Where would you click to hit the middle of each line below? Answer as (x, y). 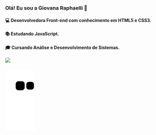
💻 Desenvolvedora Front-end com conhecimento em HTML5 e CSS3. (78, 20)
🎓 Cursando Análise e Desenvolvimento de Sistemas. (63, 47)
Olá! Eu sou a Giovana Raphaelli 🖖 (46, 8)
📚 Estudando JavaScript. (32, 34)
